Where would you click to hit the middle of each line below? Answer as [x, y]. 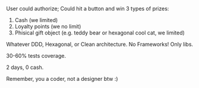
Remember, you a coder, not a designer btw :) [62, 79]
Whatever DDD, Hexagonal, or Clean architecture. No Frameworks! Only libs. [100, 44]
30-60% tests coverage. [36, 56]
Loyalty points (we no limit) [48, 26]
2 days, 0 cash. [25, 67]
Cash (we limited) [36, 20]
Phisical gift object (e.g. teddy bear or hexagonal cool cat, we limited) [100, 33]
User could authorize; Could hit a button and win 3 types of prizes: [88, 9]
